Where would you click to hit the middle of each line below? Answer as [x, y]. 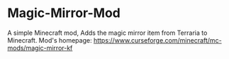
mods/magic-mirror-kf [40, 48]
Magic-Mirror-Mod [64, 13]
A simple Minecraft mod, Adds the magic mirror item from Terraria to [107, 33]
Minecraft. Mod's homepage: [50, 40]
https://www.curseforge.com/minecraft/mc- [157, 40]
